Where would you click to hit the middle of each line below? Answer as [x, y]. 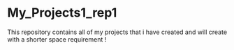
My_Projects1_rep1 [62, 13]
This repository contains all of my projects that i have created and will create [117, 32]
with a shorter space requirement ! [57, 39]
